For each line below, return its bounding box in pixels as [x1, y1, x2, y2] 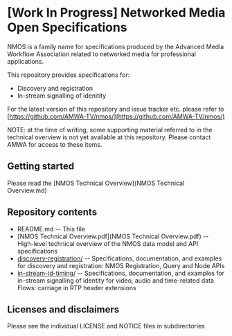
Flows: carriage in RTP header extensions [17, 283, 136, 292]
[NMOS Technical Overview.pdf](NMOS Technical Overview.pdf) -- [17, 232, 209, 240]
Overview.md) [7, 186, 47, 195]
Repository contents [7, 206, 98, 218]
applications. [7, 57, 44, 65]
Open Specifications [7, 19, 127, 35]
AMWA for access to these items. [7, 140, 102, 148]
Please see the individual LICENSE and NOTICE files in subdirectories [7, 322, 206, 330]
